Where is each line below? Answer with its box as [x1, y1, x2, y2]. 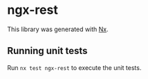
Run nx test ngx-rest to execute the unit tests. [7, 63, 142, 71]
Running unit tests [7, 45, 88, 57]
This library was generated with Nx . [7, 25, 109, 33]
